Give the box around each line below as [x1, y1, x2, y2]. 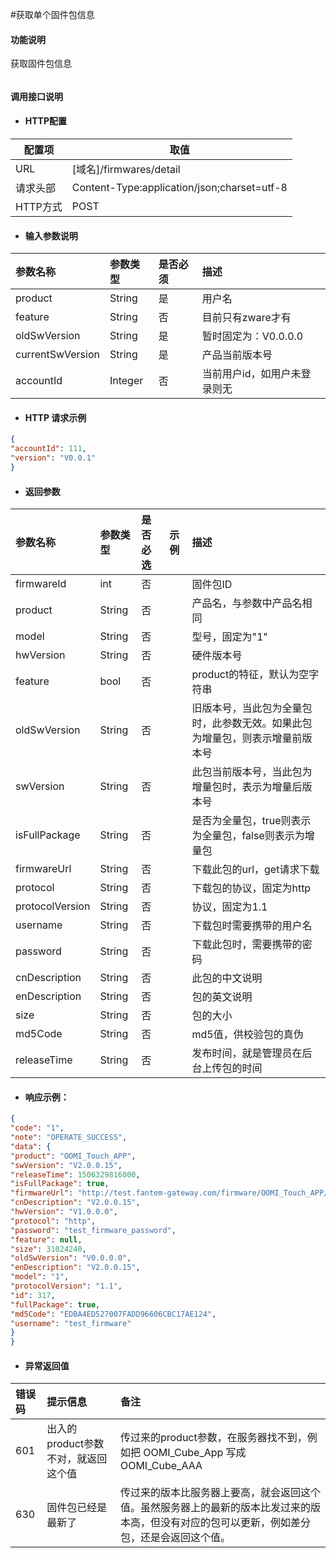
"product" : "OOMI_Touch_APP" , [10, 1151, 137, 1161]
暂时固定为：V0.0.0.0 [201, 329, 304, 343]
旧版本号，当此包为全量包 [191, 701, 313, 715]
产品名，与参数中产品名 [191, 596, 303, 610]
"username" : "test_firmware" [10, 1318, 132, 1328]
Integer [109, 374, 144, 388]
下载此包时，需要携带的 [191, 938, 303, 952]
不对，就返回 [46, 1452, 108, 1466]
